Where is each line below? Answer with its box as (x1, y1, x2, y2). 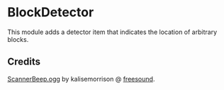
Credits (7, 56, 41, 68)
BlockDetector (7, 4, 94, 21)
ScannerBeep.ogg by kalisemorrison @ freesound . (7, 74, 155, 83)
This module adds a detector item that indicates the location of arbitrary (7, 28, 218, 36)
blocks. (7, 35, 29, 43)
